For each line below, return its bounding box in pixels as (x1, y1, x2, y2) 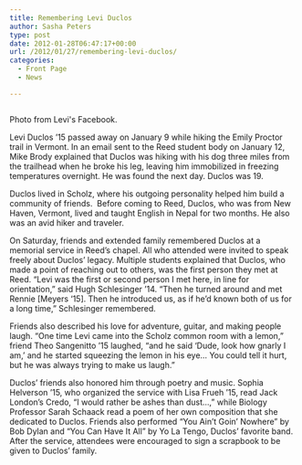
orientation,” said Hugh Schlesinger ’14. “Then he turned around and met (9, 283, 283, 294)
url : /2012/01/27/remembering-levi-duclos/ (9, 48, 178, 57)
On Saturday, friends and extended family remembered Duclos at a (9, 235, 261, 246)
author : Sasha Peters (9, 22, 92, 31)
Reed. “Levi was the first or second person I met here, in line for (9, 273, 249, 284)
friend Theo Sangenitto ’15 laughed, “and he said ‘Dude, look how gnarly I (9, 340, 286, 351)
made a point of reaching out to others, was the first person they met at (9, 264, 278, 275)
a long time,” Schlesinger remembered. (9, 302, 157, 313)
